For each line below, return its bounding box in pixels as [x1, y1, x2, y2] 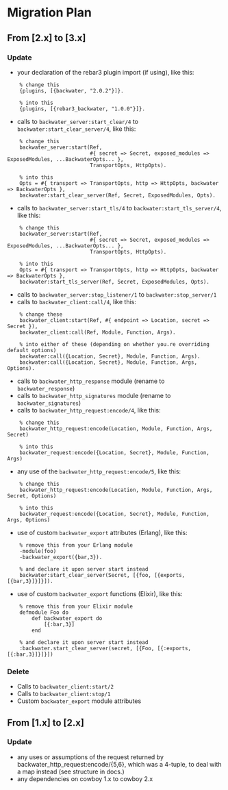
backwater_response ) [16, 384, 75, 392]
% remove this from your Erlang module [19, 541, 134, 549]
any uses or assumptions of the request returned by [16, 752, 164, 761]
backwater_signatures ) [16, 399, 81, 407]
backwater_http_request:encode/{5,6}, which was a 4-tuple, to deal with [16, 760, 222, 768]
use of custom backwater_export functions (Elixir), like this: [16, 589, 183, 597]
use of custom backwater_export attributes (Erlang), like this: [16, 528, 188, 536]
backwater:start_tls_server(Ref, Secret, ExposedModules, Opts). [19, 278, 210, 285]
